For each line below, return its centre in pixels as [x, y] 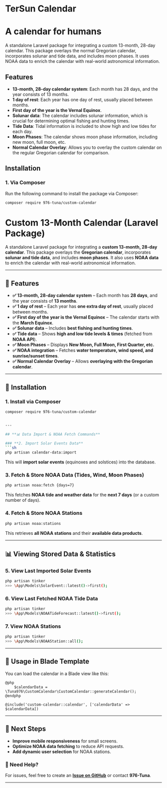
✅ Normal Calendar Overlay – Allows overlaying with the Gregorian [83, 361]
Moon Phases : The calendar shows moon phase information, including [85, 137]
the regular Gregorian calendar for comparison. [61, 152]
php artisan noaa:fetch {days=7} [40, 485]
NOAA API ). [25, 340]
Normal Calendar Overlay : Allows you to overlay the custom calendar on [87, 147]
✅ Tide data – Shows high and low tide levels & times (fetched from [82, 334]
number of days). [23, 500]
